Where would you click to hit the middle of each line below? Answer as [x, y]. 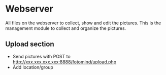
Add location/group [33, 67]
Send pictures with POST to [42, 56]
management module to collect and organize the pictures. [66, 28]
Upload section [30, 44]
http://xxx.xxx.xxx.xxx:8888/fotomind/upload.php [64, 62]
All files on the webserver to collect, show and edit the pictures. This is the [83, 23]
